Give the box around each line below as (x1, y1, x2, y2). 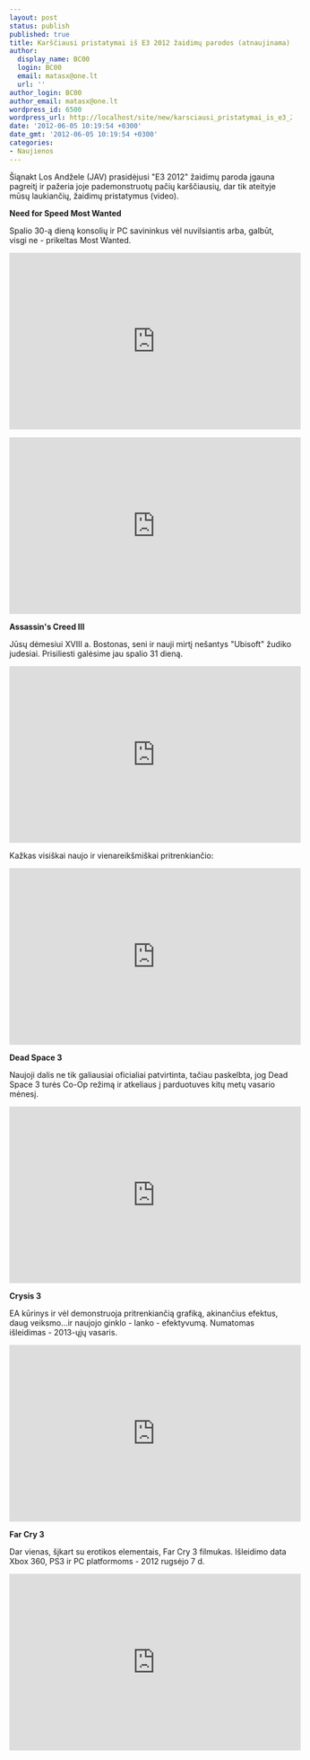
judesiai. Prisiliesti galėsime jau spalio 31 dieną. (9, 648, 184, 659)
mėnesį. (9, 1088, 39, 1099)
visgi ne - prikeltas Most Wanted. (9, 234, 132, 245)
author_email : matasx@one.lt (9, 96, 118, 106)
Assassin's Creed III (9, 621, 85, 632)
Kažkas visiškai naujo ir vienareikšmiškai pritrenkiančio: (9, 850, 214, 861)
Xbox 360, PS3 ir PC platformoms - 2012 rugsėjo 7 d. (9, 1555, 205, 1566)
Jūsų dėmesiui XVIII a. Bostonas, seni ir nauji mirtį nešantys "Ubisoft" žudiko (9, 638, 292, 649)
